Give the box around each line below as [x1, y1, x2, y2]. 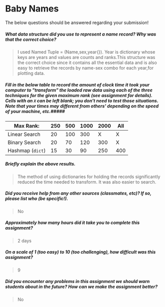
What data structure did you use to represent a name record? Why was [5, 31, 156, 37]
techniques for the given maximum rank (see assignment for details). [5, 92, 152, 98]
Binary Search [7, 138, 41, 145]
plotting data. [17, 70, 45, 76]
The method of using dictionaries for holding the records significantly [17, 173, 160, 179]
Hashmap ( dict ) [7, 147, 46, 154]
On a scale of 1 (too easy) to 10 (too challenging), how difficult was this [5, 249, 156, 255]
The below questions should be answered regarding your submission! [5, 19, 149, 25]
